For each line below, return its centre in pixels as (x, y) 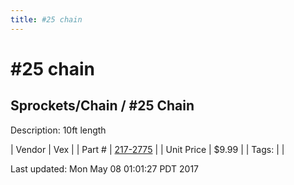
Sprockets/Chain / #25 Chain (102, 106)
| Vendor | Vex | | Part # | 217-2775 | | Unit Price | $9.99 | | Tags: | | (147, 149)
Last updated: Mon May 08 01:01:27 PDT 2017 (105, 168)
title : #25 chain (46, 19)
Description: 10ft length (58, 130)
